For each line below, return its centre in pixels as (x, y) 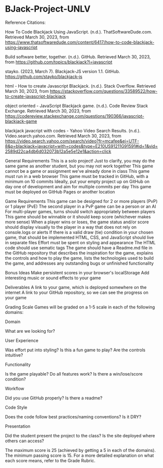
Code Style (16, 407)
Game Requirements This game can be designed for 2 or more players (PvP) (81, 201)
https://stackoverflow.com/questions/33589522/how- (104, 91)
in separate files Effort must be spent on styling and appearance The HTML (81, 242)
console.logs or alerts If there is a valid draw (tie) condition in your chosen (79, 232)
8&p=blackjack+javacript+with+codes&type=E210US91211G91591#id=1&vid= (81, 146)
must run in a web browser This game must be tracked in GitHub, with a (77, 176)
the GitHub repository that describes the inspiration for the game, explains (79, 253)
